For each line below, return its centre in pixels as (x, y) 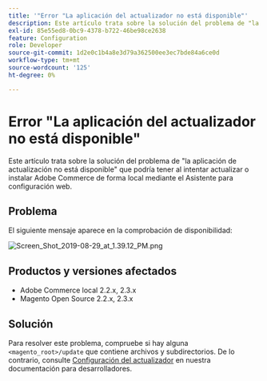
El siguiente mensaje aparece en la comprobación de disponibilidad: (121, 230)
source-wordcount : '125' (50, 68)
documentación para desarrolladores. (70, 369)
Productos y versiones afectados (93, 271)
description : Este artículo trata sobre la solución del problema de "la (134, 23)
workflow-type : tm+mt (44, 61)
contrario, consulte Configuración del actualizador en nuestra (110, 360)
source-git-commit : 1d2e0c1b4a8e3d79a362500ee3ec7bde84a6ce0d (114, 53)
